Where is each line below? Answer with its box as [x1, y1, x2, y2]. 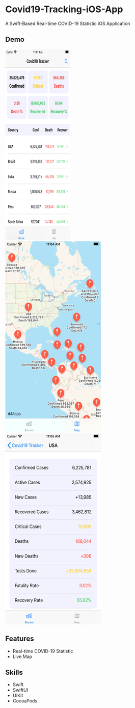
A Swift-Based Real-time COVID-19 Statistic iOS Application [5, 20, 130, 27]
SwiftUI [12, 687, 29, 693]
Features [5, 635, 34, 643]
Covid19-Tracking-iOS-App [5, 4, 123, 15]
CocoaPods [12, 698, 38, 704]
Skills [5, 668, 23, 676]
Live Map [12, 653, 32, 660]
